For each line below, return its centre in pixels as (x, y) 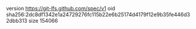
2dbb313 (17, 21)
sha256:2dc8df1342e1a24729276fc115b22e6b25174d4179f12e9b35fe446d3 (98, 14)
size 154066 (43, 21)
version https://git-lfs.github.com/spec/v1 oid (61, 8)
